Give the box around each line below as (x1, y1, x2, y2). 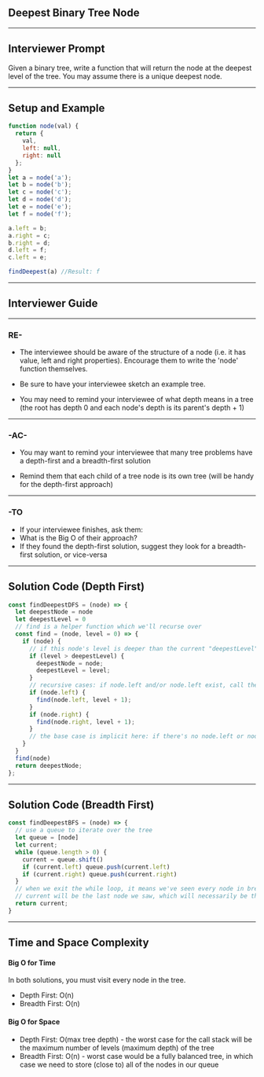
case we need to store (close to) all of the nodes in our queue (19, 1060, 219, 1069)
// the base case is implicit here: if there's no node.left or (28, 732, 244, 740)
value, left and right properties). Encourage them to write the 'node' (19, 356, 239, 365)
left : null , (22, 145, 61, 153)
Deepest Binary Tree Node (8, 6, 140, 20)
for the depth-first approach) (19, 480, 114, 489)
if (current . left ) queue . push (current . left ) (22, 863, 170, 871)
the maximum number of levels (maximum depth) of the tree (19, 1042, 214, 1053)
